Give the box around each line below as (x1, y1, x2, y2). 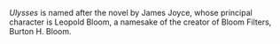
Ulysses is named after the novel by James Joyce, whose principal (9, 8, 253, 18)
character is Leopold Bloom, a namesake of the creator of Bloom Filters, (9, 17, 272, 27)
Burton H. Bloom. (9, 26, 72, 36)
